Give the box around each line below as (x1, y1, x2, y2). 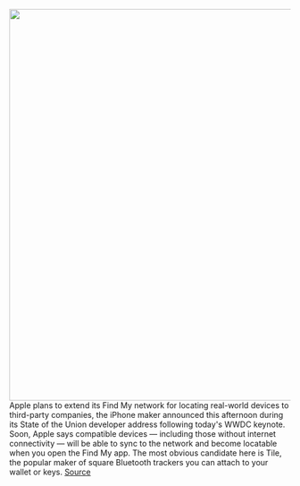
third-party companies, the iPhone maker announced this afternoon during (9, 410, 284, 420)
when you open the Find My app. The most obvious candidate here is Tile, (9, 448, 282, 458)
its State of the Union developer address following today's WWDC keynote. (9, 419, 286, 430)
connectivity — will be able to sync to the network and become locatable (9, 439, 278, 448)
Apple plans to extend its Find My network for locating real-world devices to (9, 400, 289, 411)
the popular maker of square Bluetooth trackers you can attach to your (9, 457, 269, 467)
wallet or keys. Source (9, 466, 91, 477)
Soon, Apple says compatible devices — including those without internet (9, 429, 277, 439)
